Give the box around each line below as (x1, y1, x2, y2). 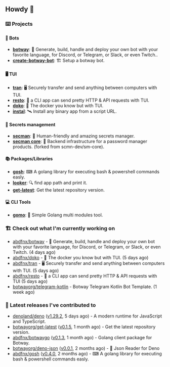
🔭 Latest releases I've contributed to (5, 301, 96, 308)
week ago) (12, 289, 35, 295)
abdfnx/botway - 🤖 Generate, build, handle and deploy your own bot (12, 238, 155, 244)
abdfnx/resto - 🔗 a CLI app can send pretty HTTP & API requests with (12, 272, 157, 279)
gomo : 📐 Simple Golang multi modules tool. (12, 212, 103, 218)
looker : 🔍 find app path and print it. (12, 180, 88, 186)
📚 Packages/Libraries (5, 155, 53, 162)
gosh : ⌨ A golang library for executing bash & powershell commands (12, 169, 160, 175)
